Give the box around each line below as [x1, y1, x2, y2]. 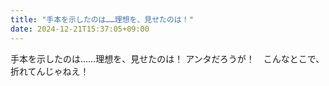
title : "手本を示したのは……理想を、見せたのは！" [10, 14, 194, 25]
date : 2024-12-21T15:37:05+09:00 [10, 24, 150, 34]
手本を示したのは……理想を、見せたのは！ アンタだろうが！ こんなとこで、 [10, 52, 325, 65]
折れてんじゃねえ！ [10, 65, 90, 77]
